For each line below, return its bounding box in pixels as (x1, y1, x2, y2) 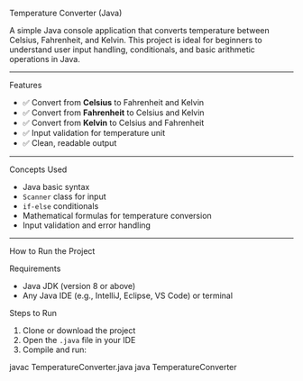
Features (9, 80, 42, 90)
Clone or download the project (22, 325, 136, 336)
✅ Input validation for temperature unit (22, 128, 166, 138)
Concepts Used (9, 164, 68, 175)
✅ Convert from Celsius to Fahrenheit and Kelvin (22, 97, 205, 107)
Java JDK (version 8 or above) (22, 281, 136, 291)
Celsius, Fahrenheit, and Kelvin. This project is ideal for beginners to (9, 35, 263, 45)
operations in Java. (9, 54, 81, 64)
